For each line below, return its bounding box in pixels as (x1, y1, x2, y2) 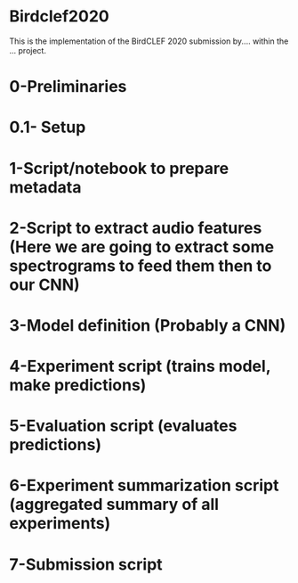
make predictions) (9, 375, 147, 396)
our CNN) (9, 275, 80, 295)
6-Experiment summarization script (9, 475, 279, 496)
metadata (9, 177, 82, 197)
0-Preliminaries (9, 77, 127, 97)
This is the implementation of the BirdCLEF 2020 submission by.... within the (9, 36, 289, 46)
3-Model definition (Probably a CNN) (9, 315, 286, 335)
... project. (9, 45, 47, 55)
